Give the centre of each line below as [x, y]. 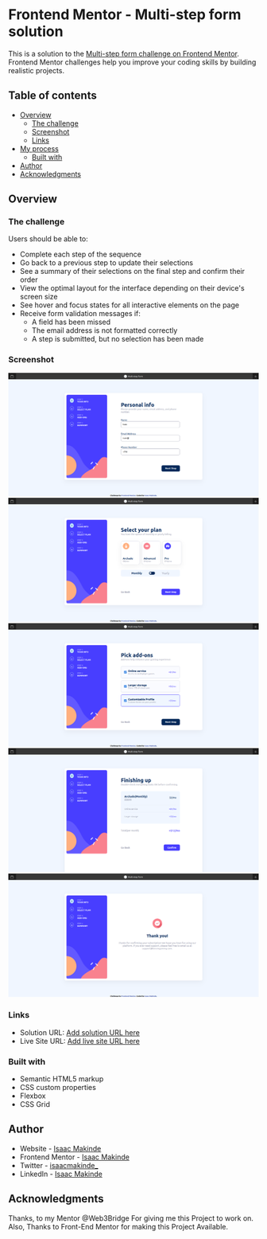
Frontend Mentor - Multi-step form [125, 15]
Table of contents [52, 96]
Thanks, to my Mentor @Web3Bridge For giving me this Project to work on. [131, 1218]
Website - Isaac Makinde [60, 1148]
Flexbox [33, 1096]
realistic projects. [37, 70]
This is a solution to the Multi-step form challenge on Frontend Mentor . [124, 53]
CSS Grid [35, 1104]
